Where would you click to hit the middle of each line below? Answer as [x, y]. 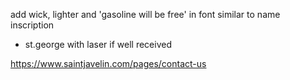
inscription [32, 25]
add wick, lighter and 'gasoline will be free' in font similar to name [145, 14]
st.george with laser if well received [98, 44]
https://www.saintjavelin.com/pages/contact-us [108, 63]
